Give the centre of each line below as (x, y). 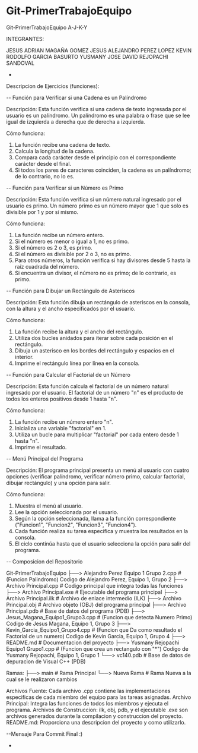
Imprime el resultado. (41, 447)
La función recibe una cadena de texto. (63, 144)
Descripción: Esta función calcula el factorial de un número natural (87, 386)
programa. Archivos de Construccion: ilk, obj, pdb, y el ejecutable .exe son (97, 710)
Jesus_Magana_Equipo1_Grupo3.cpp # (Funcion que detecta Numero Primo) (99, 617)
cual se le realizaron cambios (42, 679)
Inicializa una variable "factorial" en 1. (60, 428)
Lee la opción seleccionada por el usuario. (66, 512)
